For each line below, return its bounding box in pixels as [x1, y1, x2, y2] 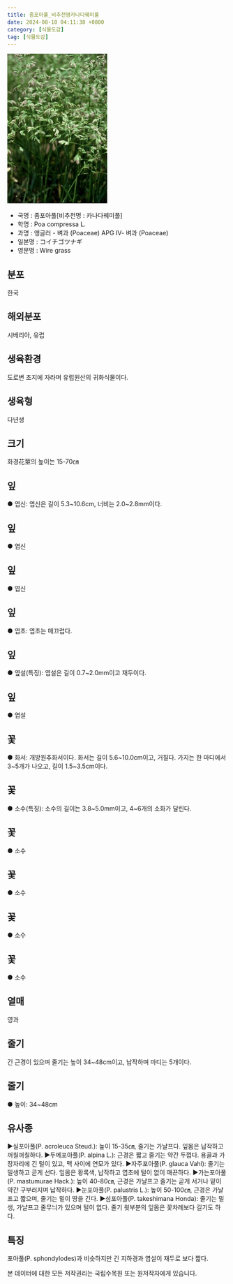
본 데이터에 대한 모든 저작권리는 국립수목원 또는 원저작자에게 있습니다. [7, 1269, 197, 1278]
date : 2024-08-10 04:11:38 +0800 [7, 18, 105, 26]
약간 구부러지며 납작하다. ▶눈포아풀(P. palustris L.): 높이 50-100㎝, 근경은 [7, 1186, 211, 1194]
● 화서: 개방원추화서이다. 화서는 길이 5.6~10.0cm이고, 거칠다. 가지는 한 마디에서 [7, 753, 227, 761]
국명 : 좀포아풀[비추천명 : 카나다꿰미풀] [17, 212, 123, 220]
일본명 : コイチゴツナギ [17, 237, 83, 246]
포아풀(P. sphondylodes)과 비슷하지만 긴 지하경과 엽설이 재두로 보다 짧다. [7, 1254, 209, 1263]
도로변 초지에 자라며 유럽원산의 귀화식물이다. [7, 373, 129, 381]
